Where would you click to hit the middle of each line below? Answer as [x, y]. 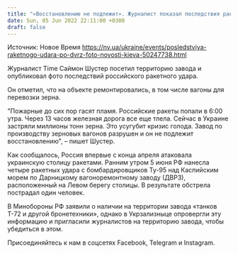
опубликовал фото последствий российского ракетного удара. [103, 76]
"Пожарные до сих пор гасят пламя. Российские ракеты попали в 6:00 [115, 111]
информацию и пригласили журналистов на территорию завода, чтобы [116, 221]
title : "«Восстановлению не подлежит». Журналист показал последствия [114, 14]
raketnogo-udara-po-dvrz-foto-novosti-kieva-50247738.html [97, 55]
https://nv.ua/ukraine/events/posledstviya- [144, 48]
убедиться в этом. [35, 229]
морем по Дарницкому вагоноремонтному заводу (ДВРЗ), [97, 177]
